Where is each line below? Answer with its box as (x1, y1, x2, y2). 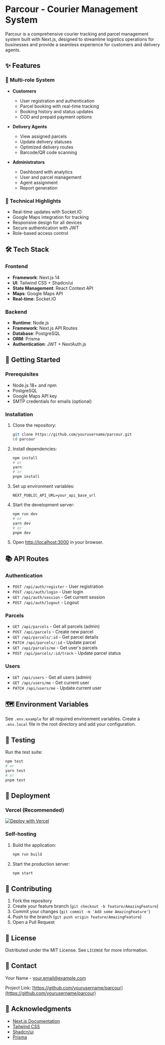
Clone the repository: (12, 422, 57, 428)
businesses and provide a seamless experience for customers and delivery (5, 41, 160, 47)
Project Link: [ (5, 985, 34, 991)
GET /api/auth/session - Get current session (12, 594, 105, 600)
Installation (5, 411, 34, 418)
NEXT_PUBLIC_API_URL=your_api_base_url (12, 493, 96, 498)
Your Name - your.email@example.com (5, 975, 86, 981)
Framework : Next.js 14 (12, 274, 60, 280)
